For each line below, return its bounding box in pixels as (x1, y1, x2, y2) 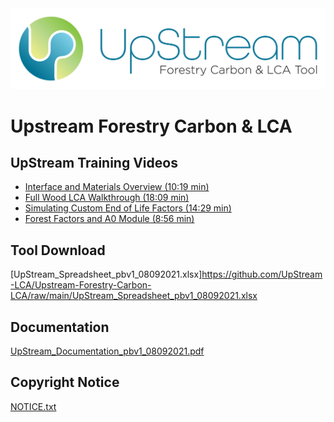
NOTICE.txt (10, 400, 57, 412)
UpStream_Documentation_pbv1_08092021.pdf (10, 345, 205, 357)
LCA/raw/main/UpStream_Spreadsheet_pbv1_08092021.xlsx (10, 290, 258, 302)
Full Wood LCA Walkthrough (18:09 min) (24, 192, 190, 204)
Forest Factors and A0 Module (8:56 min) (24, 213, 195, 225)
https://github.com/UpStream (201, 268, 323, 281)
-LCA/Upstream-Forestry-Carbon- (10, 279, 152, 291)
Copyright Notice (10, 374, 120, 391)
